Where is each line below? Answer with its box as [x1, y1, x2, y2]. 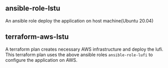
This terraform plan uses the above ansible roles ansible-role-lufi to [5, 51, 153, 58]
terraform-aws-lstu [5, 33, 69, 41]
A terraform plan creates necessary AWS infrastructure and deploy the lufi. [5, 46, 163, 52]
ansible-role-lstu [5, 4, 60, 13]
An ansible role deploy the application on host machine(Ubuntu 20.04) [5, 17, 154, 24]
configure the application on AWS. [5, 57, 78, 63]
